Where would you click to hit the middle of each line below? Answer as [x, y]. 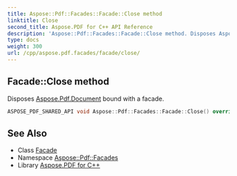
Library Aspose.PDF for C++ [59, 165]
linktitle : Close [33, 20]
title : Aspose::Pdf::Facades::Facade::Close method [85, 14]
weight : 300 [25, 46]
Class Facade [37, 150]
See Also [27, 133]
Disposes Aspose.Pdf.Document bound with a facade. [86, 99]
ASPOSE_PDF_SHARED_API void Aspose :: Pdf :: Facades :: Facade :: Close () [109, 111]
